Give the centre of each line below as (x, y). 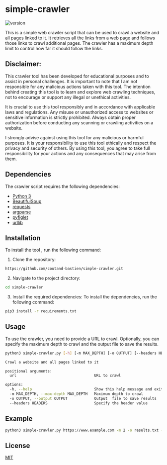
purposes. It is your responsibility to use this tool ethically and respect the (81, 143)
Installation (23, 238)
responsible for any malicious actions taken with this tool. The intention (78, 87)
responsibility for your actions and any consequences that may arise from (81, 153)
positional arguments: (29, 371)
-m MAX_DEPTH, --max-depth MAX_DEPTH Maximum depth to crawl (76, 394)
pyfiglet (20, 217)
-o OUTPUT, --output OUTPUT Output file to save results (83, 398)
